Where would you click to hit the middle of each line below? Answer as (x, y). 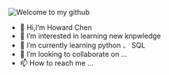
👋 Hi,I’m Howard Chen (56, 27)
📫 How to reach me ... (56, 63)
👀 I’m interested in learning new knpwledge (90, 36)
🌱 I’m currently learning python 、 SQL (83, 45)
